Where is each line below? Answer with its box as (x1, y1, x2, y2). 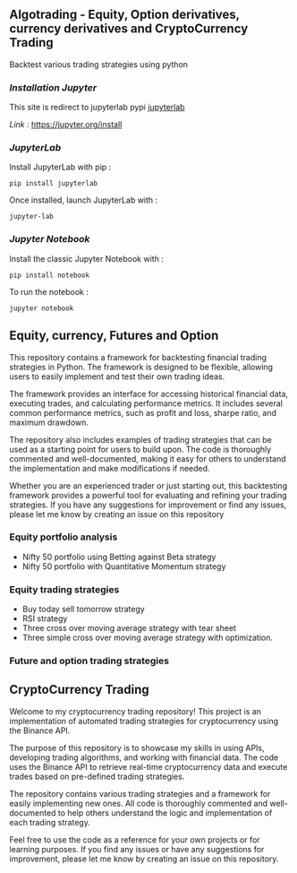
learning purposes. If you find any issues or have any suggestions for (9, 843, 265, 854)
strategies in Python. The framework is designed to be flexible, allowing (9, 361, 274, 372)
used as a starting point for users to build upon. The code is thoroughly (9, 444, 272, 454)
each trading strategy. (9, 817, 91, 827)
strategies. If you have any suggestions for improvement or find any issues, (9, 499, 287, 510)
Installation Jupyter (9, 81, 97, 93)
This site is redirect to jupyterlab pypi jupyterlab (9, 102, 185, 113)
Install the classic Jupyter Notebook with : (9, 253, 164, 264)
